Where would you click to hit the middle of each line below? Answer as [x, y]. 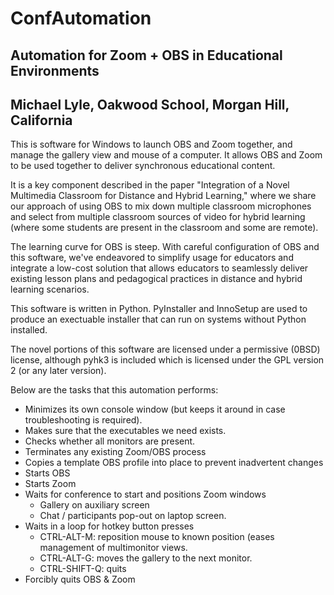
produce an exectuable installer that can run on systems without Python [158, 319]
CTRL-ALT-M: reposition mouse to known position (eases [157, 537]
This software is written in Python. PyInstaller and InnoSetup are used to [159, 309]
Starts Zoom [50, 484]
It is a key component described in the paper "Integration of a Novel [150, 185]
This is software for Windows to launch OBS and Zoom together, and [151, 144]
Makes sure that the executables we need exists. [125, 431]
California [41, 120]
